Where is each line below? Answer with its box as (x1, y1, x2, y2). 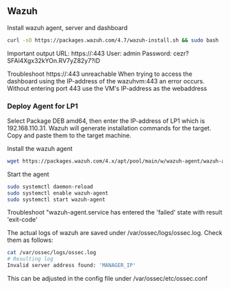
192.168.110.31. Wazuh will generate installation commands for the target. (7, 124, 212, 132)
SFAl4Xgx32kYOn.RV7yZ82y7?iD (7, 56, 101, 64)
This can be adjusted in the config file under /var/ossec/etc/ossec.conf (7, 275, 208, 283)
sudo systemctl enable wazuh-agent (7, 189, 109, 197)
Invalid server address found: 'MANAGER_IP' (7, 262, 136, 269)
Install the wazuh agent (7, 144, 73, 152)
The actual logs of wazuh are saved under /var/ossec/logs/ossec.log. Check (7, 229, 222, 237)
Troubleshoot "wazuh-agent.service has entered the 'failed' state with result (7, 208, 222, 217)
